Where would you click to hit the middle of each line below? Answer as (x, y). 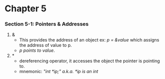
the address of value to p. (45, 45)
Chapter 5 (26, 9)
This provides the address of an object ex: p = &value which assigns (89, 40)
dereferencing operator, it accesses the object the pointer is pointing (89, 61)
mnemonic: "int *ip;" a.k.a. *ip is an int (59, 72)
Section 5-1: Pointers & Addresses (47, 24)
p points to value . (37, 50)
